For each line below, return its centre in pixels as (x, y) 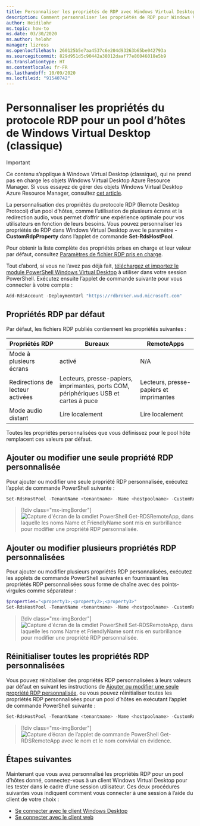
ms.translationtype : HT (36, 62)
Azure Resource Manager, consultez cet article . (65, 193)
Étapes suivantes (39, 759)
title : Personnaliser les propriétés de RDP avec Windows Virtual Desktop (101, 12)
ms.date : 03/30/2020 (32, 34)
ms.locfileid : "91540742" (38, 78)
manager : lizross (28, 45)
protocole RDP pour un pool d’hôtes (96, 121)
